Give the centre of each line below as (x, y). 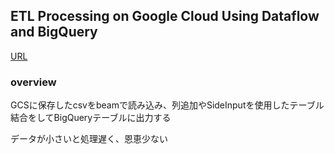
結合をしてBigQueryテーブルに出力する (91, 118)
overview (33, 82)
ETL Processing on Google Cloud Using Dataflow (165, 16)
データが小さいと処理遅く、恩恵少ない (89, 139)
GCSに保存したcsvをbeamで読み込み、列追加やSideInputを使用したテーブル (167, 105)
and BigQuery (54, 32)
